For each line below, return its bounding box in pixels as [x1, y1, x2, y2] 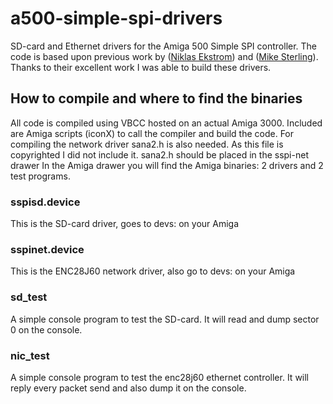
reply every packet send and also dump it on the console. [10, 382, 247, 394]
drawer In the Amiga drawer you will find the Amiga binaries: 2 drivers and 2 [10, 159, 324, 171]
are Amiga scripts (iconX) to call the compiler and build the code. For [10, 127, 295, 139]
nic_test [10, 348, 50, 362]
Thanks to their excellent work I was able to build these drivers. [10, 61, 272, 73]
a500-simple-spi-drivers [10, 7, 223, 30]
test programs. [10, 170, 71, 182]
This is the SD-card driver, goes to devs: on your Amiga [10, 218, 240, 230]
